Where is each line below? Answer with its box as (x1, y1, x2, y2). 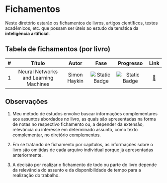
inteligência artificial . (5, 30, 50, 36)
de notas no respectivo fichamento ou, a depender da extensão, (12, 121, 144, 127)
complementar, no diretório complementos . (12, 132, 101, 138)
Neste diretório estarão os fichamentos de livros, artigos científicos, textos (5, 20, 158, 26)
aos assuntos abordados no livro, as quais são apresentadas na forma (12, 116, 156, 122)
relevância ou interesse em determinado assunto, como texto (12, 126, 138, 132)
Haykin (67, 77, 83, 84)
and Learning (22, 74, 54, 81)
